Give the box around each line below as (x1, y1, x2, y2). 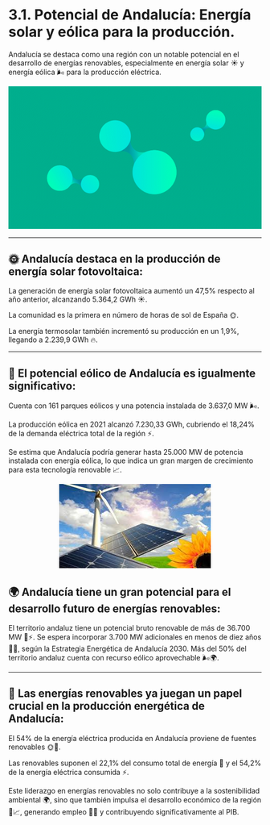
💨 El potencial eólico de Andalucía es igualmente (8, 366, 256, 380)
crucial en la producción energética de (8, 699, 205, 713)
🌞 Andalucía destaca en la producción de (8, 252, 221, 266)
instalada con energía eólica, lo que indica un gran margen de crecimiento (8, 456, 254, 465)
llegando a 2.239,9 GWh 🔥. (8, 335, 98, 344)
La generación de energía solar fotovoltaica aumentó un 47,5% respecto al (8, 286, 255, 296)
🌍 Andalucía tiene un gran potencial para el (8, 585, 231, 598)
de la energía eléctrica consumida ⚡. (8, 767, 129, 777)
